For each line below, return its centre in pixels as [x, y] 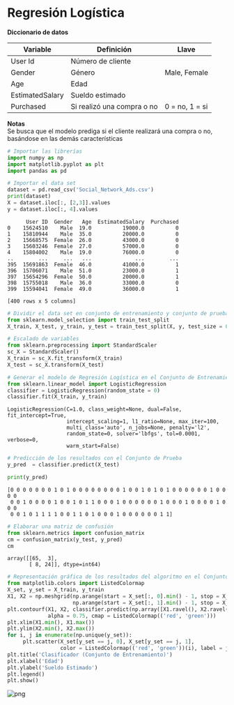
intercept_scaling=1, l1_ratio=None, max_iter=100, [143, 422]
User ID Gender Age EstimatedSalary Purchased [102, 222]
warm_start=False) [93, 446]
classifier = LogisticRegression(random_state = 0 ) [84, 391]
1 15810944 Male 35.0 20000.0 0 [93, 234]
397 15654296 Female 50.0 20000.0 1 [93, 277]
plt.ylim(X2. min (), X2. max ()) [51, 629]
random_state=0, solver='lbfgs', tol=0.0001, [133, 434]
